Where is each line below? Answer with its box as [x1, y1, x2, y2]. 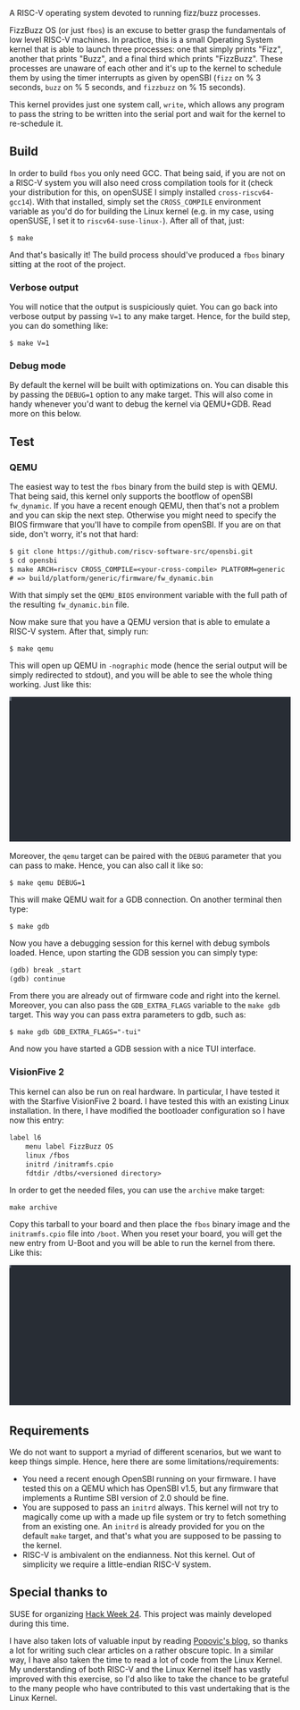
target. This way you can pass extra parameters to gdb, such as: [9, 1009, 246, 1020]
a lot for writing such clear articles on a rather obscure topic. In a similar [9, 1645, 274, 1655]
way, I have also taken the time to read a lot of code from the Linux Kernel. [9, 1654, 283, 1665]
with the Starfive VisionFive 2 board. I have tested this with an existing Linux [9, 1095, 289, 1107]
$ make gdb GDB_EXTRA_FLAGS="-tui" [9, 1028, 142, 1037]
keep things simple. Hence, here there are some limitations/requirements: [9, 1456, 279, 1467]
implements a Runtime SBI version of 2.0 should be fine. [21, 1493, 229, 1504]
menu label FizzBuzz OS [25, 1141, 114, 1151]
